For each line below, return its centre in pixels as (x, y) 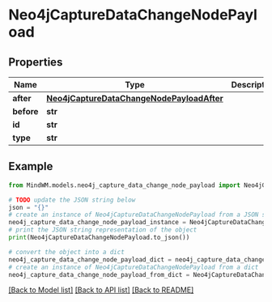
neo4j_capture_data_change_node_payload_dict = (90, 259)
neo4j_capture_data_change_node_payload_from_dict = (99, 274)
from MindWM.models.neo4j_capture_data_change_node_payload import (125, 185)
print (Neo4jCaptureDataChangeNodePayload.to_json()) (99, 238)
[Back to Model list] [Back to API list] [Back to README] (101, 290)
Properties (36, 62)
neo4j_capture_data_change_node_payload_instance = (97, 223)
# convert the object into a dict (67, 252)
